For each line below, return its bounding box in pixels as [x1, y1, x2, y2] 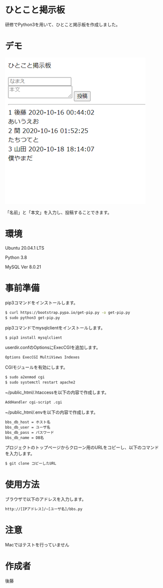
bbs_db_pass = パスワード [5, 430, 54, 435]
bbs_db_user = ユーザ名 [5, 424, 50, 430]
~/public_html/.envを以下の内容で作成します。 [5, 409, 98, 415]
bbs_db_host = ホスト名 [5, 420, 50, 424]
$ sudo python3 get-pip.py [5, 315, 60, 320]
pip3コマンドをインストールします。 [5, 300, 78, 306]
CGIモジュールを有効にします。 [5, 364, 68, 370]
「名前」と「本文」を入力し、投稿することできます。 [5, 209, 112, 215]
